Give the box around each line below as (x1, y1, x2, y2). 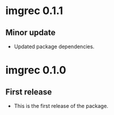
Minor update (5, 28, 56, 38)
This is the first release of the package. (13, 103, 109, 109)
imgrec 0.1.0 (5, 63, 67, 77)
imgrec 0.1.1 (5, 4, 64, 18)
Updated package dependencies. (13, 43, 95, 50)
